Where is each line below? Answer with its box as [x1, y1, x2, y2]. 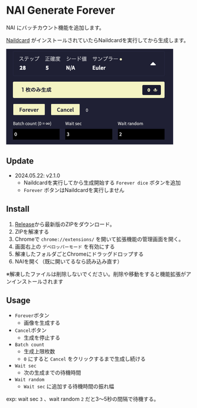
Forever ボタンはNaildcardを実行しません [23, 186, 125, 193]
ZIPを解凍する [14, 228, 49, 235]
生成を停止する [23, 334, 61, 341]
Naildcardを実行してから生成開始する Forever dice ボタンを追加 [23, 179, 181, 186]
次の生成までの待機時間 [23, 369, 81, 376]
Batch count [14, 342, 45, 348]
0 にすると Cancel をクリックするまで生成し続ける [23, 355, 146, 363]
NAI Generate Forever [6, 4, 116, 17]
